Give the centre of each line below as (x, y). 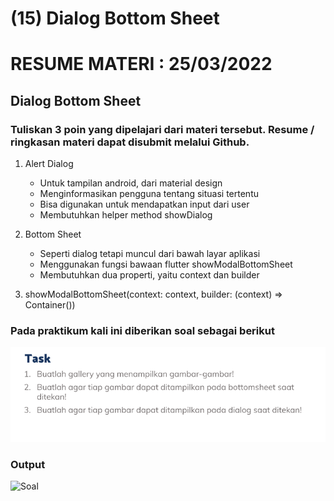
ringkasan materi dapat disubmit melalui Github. (130, 142)
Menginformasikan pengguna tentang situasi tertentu (149, 194)
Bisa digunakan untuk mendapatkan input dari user (144, 204)
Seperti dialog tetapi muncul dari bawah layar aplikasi (150, 254)
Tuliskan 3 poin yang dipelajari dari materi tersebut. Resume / (162, 129)
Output (28, 465)
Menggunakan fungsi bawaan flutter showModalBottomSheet (166, 264)
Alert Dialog (49, 164)
